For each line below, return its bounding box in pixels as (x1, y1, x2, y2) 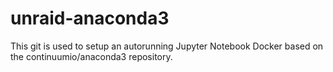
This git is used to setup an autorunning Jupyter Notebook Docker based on (10, 40, 324, 52)
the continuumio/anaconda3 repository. (10, 50, 173, 62)
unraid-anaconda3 (10, 7, 170, 30)
